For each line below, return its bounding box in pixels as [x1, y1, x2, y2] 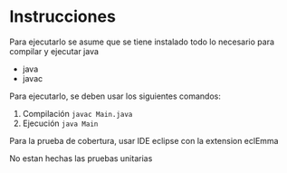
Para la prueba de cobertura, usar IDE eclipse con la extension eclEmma [9, 135, 279, 146]
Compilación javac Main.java [22, 108, 133, 119]
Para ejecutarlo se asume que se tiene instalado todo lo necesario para [9, 36, 274, 47]
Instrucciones [9, 6, 116, 27]
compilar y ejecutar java [9, 45, 100, 56]
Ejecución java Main [22, 118, 99, 129]
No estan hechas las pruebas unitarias [9, 152, 153, 164]
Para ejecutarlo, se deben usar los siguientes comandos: [9, 91, 222, 101]
